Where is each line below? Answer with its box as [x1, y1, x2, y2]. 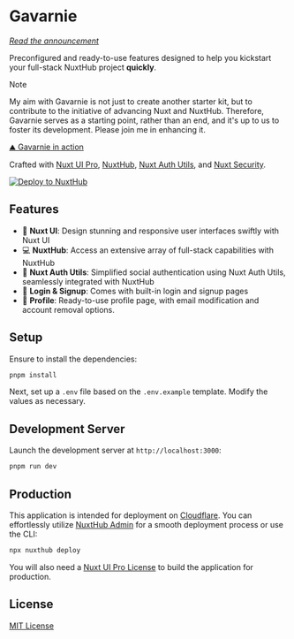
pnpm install [9, 370, 57, 379]
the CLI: [9, 529, 38, 539]
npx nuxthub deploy [9, 545, 81, 554]
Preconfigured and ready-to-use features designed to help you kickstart [9, 52, 272, 63]
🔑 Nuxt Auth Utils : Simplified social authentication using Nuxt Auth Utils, [21, 267, 286, 278]
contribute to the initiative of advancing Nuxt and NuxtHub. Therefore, [9, 105, 265, 116]
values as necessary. [9, 396, 87, 407]
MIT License [9, 620, 55, 631]
